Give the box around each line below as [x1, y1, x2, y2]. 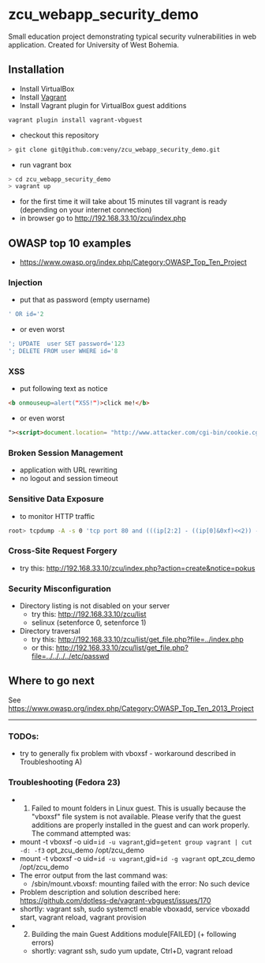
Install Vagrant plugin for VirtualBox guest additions [19, 100, 187, 110]
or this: [31, 643, 54, 653]
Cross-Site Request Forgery [8, 545, 118, 556]
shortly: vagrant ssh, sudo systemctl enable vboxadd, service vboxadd [19, 904, 250, 913]
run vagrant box [19, 160, 73, 169]
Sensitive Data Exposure [8, 494, 104, 505]
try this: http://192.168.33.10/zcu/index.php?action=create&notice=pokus [19, 563, 256, 573]
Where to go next [8, 674, 95, 688]
